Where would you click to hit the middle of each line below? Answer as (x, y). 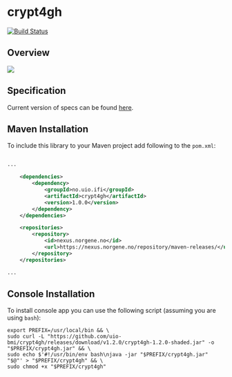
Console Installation (51, 294)
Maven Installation (48, 129)
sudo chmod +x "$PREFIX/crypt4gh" (57, 367)
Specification (37, 91)
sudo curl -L (26, 337)
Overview (29, 53)
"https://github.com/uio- (85, 337)
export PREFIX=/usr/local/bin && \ (58, 331)
